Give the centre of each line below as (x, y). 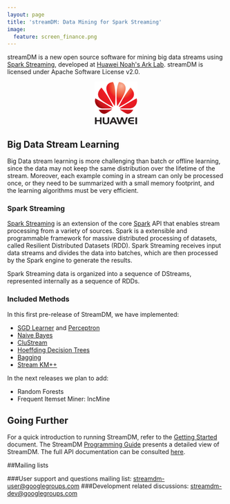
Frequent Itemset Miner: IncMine (64, 399)
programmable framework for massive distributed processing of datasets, (112, 238)
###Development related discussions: (135, 486)
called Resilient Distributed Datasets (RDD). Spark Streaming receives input (114, 245)
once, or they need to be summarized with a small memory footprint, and (111, 183)
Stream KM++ (37, 365)
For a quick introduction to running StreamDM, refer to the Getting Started (112, 437)
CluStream (32, 342)
